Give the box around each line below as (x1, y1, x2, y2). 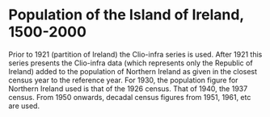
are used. (8, 101, 40, 111)
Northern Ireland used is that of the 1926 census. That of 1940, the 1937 (8, 83, 248, 94)
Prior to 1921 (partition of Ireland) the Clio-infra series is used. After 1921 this (8, 49, 263, 59)
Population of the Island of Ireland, (8, 6, 244, 24)
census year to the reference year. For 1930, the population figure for (8, 75, 238, 85)
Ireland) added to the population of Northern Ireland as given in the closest (8, 66, 257, 76)
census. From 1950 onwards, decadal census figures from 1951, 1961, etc (8, 92, 251, 102)
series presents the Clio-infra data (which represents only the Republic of (8, 58, 253, 68)
